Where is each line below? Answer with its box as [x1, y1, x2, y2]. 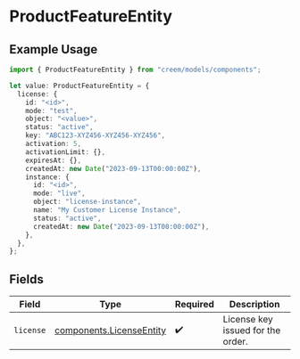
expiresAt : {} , [25, 156, 82, 165]
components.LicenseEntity [54, 324, 167, 337]
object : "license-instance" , [32, 198, 142, 207]
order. [222, 336, 248, 348]
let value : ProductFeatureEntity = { [9, 81, 150, 90]
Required [174, 298, 214, 311]
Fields [9, 272, 45, 287]
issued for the [222, 324, 281, 337]
